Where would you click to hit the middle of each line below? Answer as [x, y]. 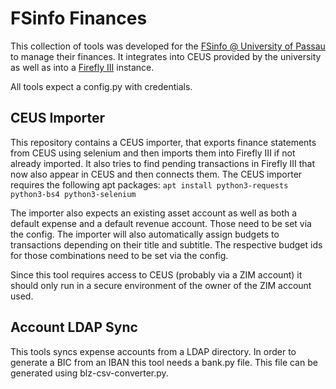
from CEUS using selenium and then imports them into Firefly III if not [153, 153]
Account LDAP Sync [74, 327]
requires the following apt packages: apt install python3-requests [149, 184]
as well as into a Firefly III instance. [82, 67]
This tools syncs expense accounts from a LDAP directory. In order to [153, 351]
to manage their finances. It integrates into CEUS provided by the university [166, 56]
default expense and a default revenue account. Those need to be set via [161, 223]
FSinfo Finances [79, 18]
